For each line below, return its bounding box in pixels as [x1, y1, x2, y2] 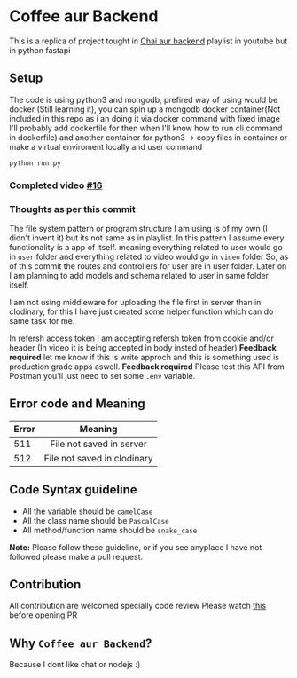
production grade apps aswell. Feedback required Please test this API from [9, 361, 285, 372]
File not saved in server [50, 438, 148, 450]
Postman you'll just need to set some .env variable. [9, 370, 196, 381]
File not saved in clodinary [43, 452, 153, 464]
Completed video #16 [9, 179, 103, 192]
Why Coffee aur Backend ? [9, 635, 152, 650]
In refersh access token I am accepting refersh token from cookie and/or [9, 333, 275, 343]
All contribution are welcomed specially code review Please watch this [9, 601, 267, 611]
